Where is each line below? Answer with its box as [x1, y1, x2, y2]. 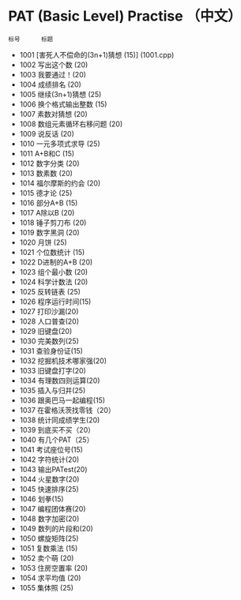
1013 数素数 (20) [19, 168, 73, 178]
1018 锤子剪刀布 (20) [19, 218, 87, 227]
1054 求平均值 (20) [19, 573, 81, 583]
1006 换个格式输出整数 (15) [19, 99, 107, 109]
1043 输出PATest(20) [19, 464, 88, 474]
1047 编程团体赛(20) [19, 504, 86, 513]
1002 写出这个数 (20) [19, 60, 88, 69]
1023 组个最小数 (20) [19, 267, 88, 276]
